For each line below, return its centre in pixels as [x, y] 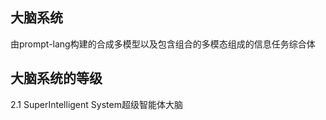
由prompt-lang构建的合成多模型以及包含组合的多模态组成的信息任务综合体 [163, 44]
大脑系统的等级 [56, 78]
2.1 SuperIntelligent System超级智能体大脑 [96, 104]
